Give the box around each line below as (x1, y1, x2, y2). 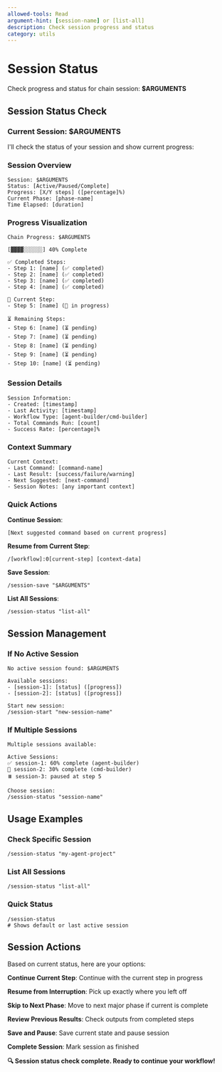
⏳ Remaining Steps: (7, 316, 66, 323)
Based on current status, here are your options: (7, 960, 146, 968)
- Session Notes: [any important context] (7, 483, 135, 491)
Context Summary (7, 442, 73, 452)
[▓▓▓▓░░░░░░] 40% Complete (7, 246, 88, 253)
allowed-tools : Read (7, 10, 69, 18)
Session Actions (7, 941, 82, 953)
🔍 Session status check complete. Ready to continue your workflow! (7, 1057, 216, 1066)
